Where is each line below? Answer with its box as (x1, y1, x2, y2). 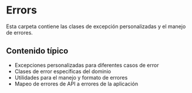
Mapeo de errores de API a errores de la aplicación (14, 80, 139, 87)
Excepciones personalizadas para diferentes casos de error (14, 61, 159, 68)
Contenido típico (6, 46, 69, 56)
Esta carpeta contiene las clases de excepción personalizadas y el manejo (6, 23, 186, 30)
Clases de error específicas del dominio (14, 68, 112, 75)
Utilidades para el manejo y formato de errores (14, 74, 128, 81)
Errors (6, 4, 37, 17)
